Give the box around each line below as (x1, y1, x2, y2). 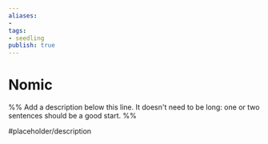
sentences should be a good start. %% (8, 111, 138, 121)
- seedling (8, 34, 45, 42)
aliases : (8, 11, 38, 20)
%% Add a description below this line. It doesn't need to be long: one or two (8, 102, 260, 112)
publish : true (8, 42, 56, 50)
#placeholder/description (8, 126, 92, 136)
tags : (8, 26, 26, 34)
